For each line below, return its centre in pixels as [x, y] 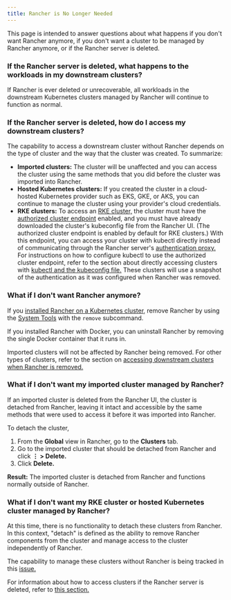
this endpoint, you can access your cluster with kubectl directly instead [119, 240]
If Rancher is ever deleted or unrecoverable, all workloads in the [98, 89]
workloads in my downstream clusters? [75, 75]
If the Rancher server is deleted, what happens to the [98, 66]
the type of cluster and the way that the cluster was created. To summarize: [115, 154]
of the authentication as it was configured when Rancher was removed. [119, 277]
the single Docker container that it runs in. [67, 338]
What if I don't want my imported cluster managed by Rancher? [115, 385]
